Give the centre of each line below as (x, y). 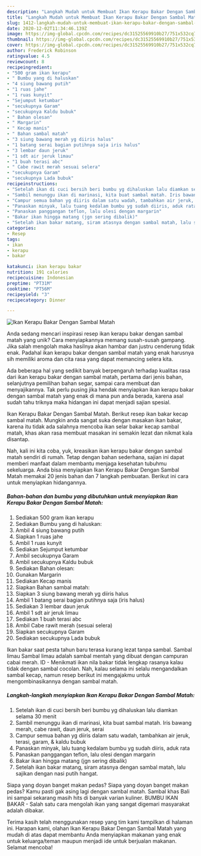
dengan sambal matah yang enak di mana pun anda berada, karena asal (95, 396)
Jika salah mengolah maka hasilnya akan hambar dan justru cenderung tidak (101, 346)
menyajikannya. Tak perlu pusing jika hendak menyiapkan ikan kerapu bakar (101, 390)
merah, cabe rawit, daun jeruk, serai (60, 729)
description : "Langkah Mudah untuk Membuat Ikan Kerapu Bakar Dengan (95, 12)
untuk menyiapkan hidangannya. (47, 483)
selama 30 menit (36, 716)
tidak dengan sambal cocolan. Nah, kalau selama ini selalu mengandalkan (97, 669)
